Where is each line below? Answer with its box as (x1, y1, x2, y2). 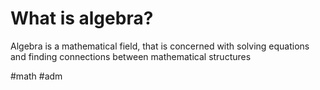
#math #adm (10, 70, 63, 82)
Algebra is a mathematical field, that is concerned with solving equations (10, 40, 310, 52)
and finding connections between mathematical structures (10, 50, 252, 62)
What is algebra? (10, 7, 154, 30)
